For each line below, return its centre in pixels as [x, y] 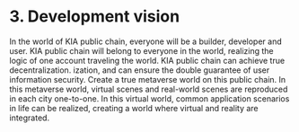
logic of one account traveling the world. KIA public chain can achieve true [147, 60]
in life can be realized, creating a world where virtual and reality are [134, 108]
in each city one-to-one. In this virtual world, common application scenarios [149, 98]
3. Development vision [95, 17]
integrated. [30, 118]
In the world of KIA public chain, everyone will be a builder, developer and [146, 41]
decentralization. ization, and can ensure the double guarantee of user [140, 70]
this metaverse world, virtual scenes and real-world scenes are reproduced [149, 89]
